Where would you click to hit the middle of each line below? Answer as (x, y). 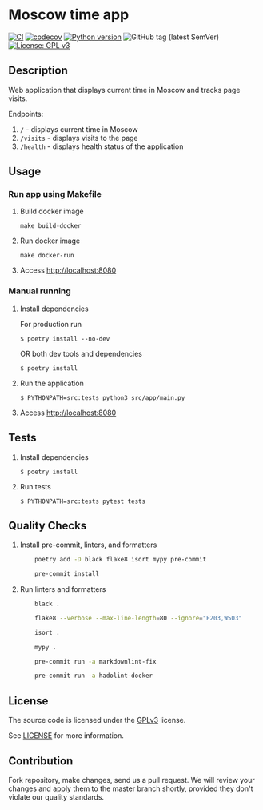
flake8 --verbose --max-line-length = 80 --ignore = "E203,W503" (138, 618)
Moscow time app (69, 15)
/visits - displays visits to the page (79, 138)
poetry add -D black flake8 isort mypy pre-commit (121, 560)
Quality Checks (48, 525)
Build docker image (52, 211)
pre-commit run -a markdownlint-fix (96, 661)
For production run (51, 324)
